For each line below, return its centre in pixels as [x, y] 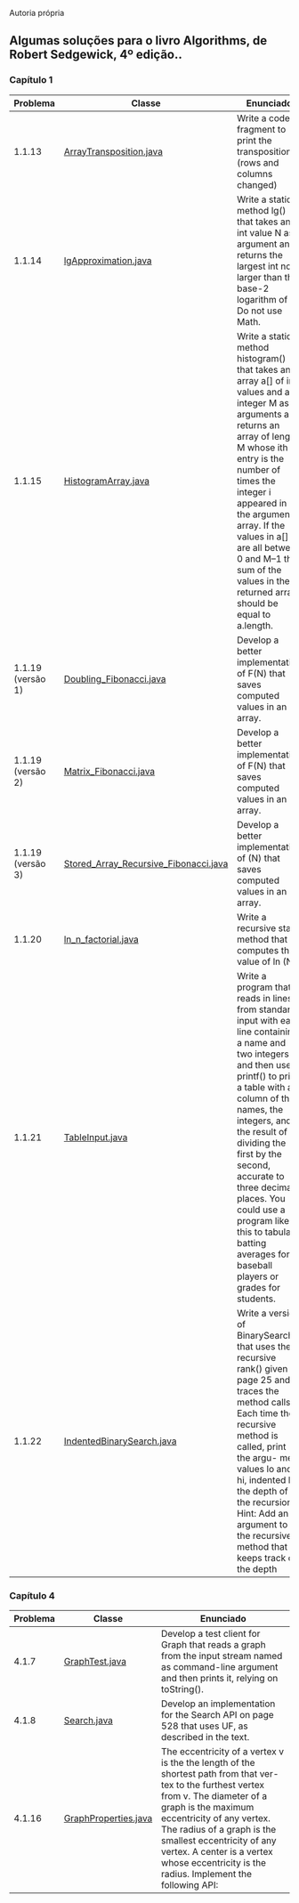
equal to [254, 614]
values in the [264, 580]
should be [258, 603]
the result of [262, 1131]
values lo [256, 1469]
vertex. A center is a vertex [217, 1851]
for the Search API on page [218, 1714]
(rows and [258, 162]
